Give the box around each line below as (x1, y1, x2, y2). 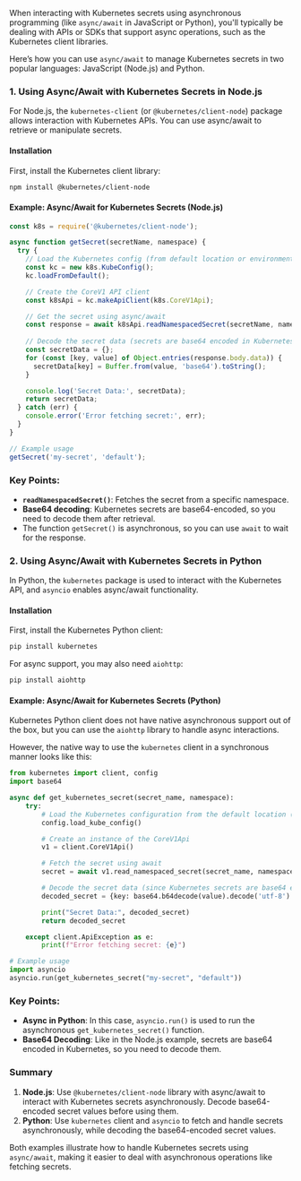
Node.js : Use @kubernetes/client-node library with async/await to (21, 1086, 266, 1097)
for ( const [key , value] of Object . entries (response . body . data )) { (25, 353, 282, 362)
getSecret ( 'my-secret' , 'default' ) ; (9, 453, 146, 461)
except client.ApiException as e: (25, 932, 154, 942)
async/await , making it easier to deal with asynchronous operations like (9, 1151, 273, 1162)
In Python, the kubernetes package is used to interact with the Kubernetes (9, 575, 282, 586)
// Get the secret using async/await (25, 312, 167, 321)
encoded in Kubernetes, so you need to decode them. (21, 1044, 222, 1055)
